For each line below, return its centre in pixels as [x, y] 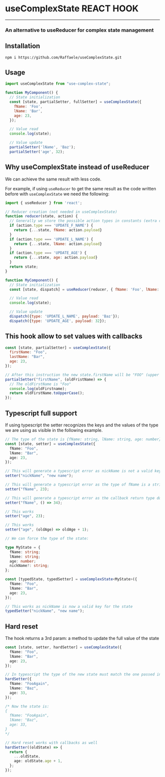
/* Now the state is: [27, 706]
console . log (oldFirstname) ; [38, 388]
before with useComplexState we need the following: [57, 194]
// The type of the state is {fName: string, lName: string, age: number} [83, 439]
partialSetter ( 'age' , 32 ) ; [37, 152]
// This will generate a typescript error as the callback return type [80, 498]
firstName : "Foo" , [28, 352]
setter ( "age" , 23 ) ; [25, 516]
